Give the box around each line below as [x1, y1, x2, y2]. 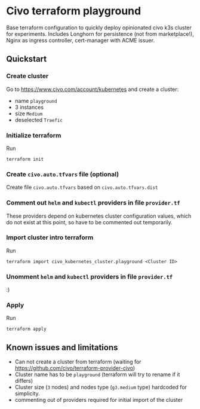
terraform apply [6, 326, 47, 332]
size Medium [14, 109, 43, 117]
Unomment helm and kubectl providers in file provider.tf [6, 272, 173, 280]
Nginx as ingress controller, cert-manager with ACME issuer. [6, 36, 155, 44]
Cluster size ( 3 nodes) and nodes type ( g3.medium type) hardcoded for [14, 384, 187, 391]
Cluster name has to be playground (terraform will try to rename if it [14, 371, 180, 378]
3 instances [14, 103, 44, 111]
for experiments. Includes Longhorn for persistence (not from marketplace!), [6, 30, 194, 37]
